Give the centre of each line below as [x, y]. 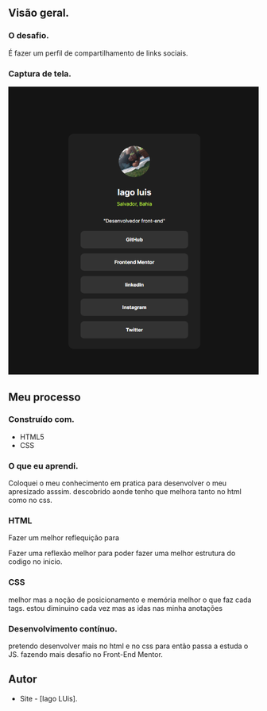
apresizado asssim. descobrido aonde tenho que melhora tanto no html [125, 492]
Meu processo [44, 397]
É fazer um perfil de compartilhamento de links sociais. [98, 53]
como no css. [31, 500]
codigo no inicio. [35, 562]
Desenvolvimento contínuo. [63, 628]
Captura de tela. [40, 73]
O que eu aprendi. [43, 466]
